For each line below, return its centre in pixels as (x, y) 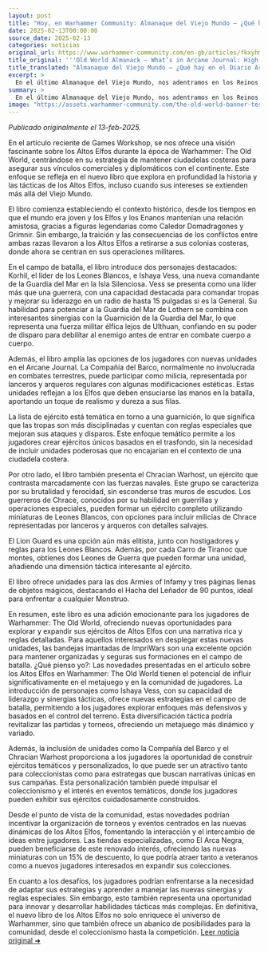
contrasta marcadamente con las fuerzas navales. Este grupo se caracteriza (134, 483)
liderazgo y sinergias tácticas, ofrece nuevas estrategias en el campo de (128, 699)
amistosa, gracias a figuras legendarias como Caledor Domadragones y (126, 226)
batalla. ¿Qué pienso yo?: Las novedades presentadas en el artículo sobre (130, 665)
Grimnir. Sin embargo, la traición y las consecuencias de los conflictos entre (133, 235)
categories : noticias (44, 45)
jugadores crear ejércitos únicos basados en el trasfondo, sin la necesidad (130, 442)
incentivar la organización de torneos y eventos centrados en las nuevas (128, 824)
